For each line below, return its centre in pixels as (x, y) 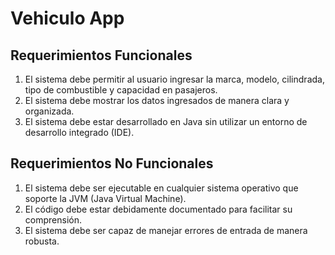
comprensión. (53, 219)
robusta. (42, 241)
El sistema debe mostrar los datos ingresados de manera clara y (157, 100)
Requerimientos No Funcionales (112, 163)
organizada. (49, 111)
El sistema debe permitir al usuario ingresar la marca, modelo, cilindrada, (174, 79)
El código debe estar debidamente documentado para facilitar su (158, 209)
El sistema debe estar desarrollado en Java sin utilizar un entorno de (166, 121)
